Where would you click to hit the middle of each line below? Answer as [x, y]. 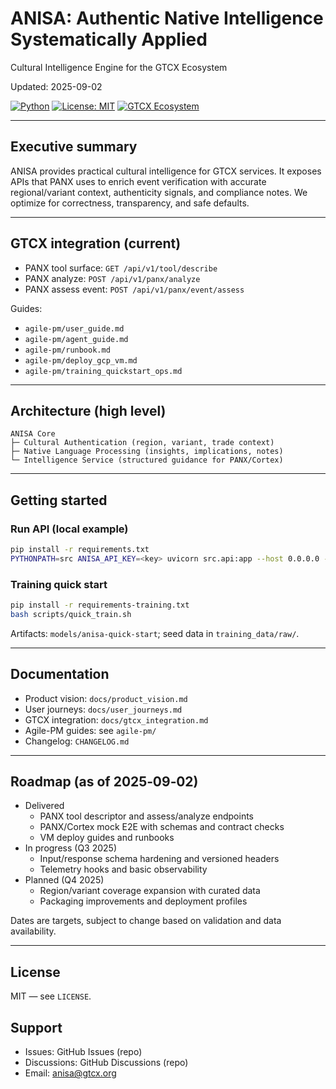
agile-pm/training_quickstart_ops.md [103, 371]
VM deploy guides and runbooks [107, 838]
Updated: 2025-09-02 [56, 86]
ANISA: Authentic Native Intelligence [167, 18]
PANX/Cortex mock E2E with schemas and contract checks [162, 827]
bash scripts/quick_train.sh [71, 614]
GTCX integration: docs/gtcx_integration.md [116, 719]
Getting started [59, 500]
